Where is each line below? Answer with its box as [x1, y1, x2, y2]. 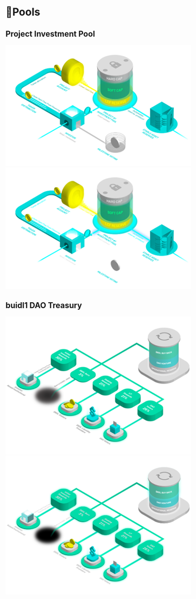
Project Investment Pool [5, 29, 95, 39]
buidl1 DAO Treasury [5, 300, 82, 310]
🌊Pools [5, 5, 41, 19]
